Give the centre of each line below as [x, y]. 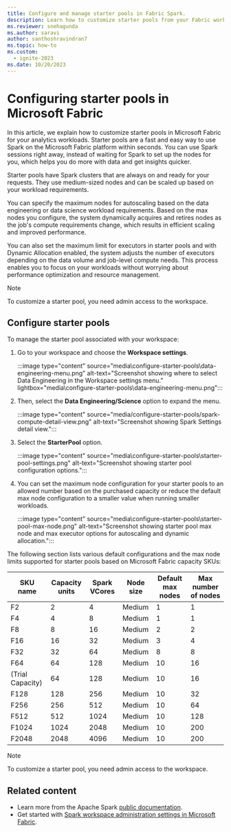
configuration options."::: [52, 470]
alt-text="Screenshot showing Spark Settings [157, 422]
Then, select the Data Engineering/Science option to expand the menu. [119, 401]
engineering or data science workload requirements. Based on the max [108, 210]
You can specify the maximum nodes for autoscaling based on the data [108, 203]
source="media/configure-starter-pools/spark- [154, 415]
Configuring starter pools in [88, 99]
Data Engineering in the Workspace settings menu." [90, 381]
